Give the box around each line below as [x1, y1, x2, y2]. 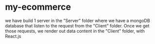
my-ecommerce [5, 1, 71, 13]
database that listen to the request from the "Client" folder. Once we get [5, 22, 150, 28]
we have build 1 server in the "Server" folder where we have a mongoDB [5, 18, 150, 23]
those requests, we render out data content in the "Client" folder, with [5, 28, 145, 34]
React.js [5, 33, 21, 39]
